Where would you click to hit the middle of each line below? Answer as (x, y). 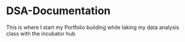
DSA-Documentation (58, 11)
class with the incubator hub (41, 33)
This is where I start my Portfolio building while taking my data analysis (93, 27)
